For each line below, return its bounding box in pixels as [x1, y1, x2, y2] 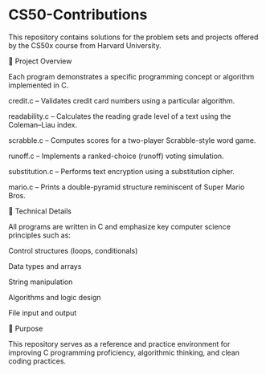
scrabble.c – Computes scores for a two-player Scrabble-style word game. [8, 135, 256, 145]
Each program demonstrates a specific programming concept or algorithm [8, 71, 255, 81]
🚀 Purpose [8, 323, 43, 333]
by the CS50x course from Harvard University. [8, 40, 162, 50]
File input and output [8, 307, 77, 318]
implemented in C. [8, 80, 69, 90]
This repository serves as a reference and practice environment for [8, 339, 231, 348]
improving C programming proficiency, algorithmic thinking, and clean [8, 348, 239, 357]
